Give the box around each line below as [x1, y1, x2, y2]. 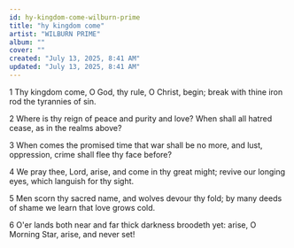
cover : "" [9, 46, 46, 55]
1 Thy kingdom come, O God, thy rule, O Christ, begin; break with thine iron [9, 86, 283, 97]
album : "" [9, 37, 46, 47]
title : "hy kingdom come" [9, 21, 104, 30]
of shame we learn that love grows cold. [9, 202, 156, 213]
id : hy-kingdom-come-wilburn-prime [9, 12, 141, 22]
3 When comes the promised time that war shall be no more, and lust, [9, 139, 263, 151]
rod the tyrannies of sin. [9, 96, 97, 106]
